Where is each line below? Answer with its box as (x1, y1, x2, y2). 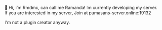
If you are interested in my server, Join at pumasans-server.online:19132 (4, 10, 151, 16)
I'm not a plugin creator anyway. (4, 20, 70, 25)
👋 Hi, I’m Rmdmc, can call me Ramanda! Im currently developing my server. (4, 5, 158, 10)
